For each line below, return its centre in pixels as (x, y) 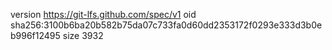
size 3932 (83, 35)
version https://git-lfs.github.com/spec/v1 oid (103, 14)
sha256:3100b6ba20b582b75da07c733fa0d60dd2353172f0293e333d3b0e (166, 25)
